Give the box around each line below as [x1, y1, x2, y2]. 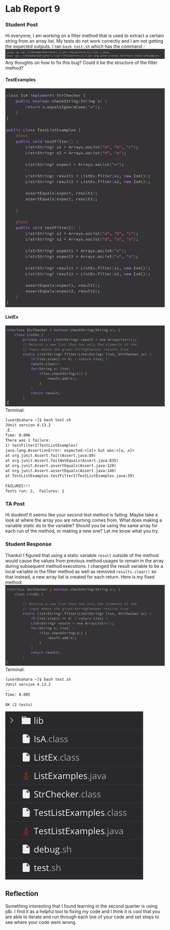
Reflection [5, 889, 39, 898]
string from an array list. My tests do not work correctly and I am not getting [5, 38, 163, 44]
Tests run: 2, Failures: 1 [5, 489, 65, 494]
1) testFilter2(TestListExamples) [5, 443, 78, 448]
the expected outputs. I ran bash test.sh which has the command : [5, 44, 145, 50]
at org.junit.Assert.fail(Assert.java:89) [5, 453, 96, 458]
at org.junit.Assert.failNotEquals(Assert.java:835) [5, 458, 119, 463]
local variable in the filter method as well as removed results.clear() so [5, 568, 157, 574]
